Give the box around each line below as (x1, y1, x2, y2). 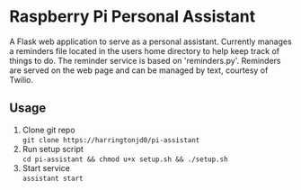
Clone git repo (22, 124, 75, 135)
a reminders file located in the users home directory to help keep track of (9, 45, 280, 56)
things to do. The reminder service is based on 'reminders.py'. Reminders (9, 55, 281, 66)
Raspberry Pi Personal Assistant (9, 6, 256, 27)
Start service (22, 162, 70, 173)
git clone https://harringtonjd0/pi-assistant (22, 135, 200, 145)
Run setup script (22, 143, 84, 154)
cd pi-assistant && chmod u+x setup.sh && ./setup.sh (22, 155, 228, 164)
